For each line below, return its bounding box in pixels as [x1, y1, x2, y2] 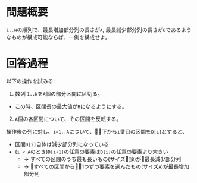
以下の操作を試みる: [6, 77, 55, 84]
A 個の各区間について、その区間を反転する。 [14, 115, 122, 122]
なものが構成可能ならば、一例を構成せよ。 [6, 33, 111, 40]
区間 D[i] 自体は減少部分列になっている [14, 140, 109, 147]
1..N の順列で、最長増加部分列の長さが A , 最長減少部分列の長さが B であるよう [6, 26, 192, 33]
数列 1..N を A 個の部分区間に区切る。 [14, 90, 103, 97]
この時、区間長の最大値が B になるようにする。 [14, 102, 128, 110]
